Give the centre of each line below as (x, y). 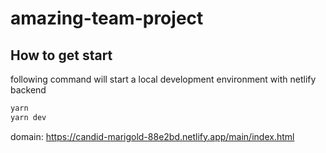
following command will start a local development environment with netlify (163, 79)
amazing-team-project (107, 18)
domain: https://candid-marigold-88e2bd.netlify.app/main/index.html (152, 136)
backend (28, 90)
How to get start (61, 55)
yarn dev (28, 117)
